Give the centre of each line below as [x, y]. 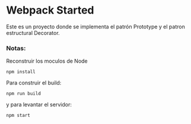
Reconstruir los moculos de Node [47, 61]
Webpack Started [50, 10]
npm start [18, 116]
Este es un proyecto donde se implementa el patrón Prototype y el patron [95, 27]
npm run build [24, 94]
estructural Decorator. [33, 32]
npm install [21, 72]
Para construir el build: [34, 83]
